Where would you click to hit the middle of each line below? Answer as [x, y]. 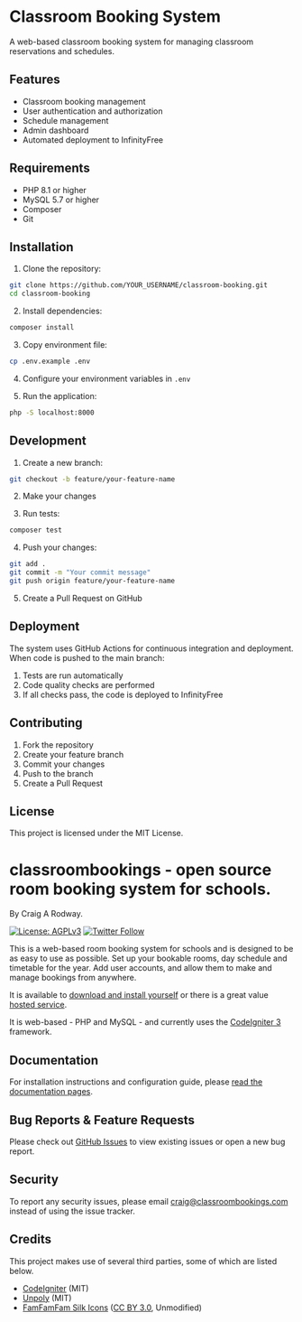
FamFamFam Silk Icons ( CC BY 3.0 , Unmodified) [112, 1308]
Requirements [50, 168]
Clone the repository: [62, 269]
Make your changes [59, 496]
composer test [36, 530]
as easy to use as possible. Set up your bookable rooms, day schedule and [148, 958]
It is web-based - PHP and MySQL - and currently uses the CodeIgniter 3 [145, 1022]
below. [22, 1271]
